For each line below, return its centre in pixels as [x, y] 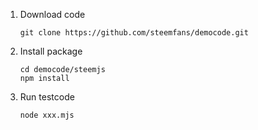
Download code [52, 14]
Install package [51, 51]
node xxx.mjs [47, 115]
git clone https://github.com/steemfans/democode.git [134, 33]
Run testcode [47, 97]
